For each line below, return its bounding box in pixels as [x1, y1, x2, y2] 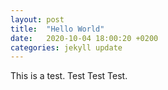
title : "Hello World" [10, 24, 105, 34]
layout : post [10, 14, 65, 25]
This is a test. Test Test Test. [10, 70, 128, 82]
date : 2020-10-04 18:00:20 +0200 [10, 33, 159, 43]
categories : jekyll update [10, 42, 123, 53]
